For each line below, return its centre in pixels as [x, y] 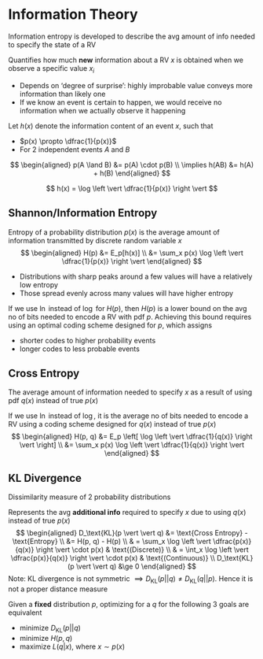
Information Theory [73, 15]
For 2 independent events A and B [75, 149]
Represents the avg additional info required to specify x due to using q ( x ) [127, 513]
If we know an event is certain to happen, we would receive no [121, 102]
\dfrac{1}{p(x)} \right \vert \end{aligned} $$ [132, 261]
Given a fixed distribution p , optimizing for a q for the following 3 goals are [129, 604]
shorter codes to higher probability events [88, 340]
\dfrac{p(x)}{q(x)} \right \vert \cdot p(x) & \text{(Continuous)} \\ [113, 558]
